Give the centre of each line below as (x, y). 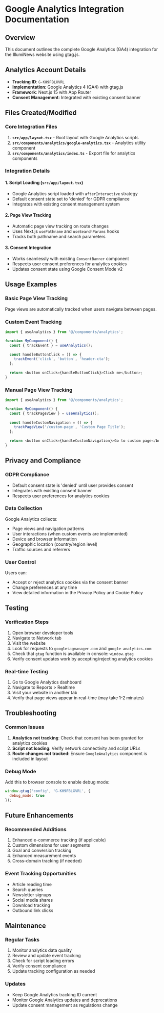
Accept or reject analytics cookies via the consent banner (70, 582)
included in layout (30, 759)
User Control (20, 562)
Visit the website (29, 643)
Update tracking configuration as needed (53, 971)
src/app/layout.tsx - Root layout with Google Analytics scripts (75, 137)
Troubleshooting (31, 713)
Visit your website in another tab (45, 693)
